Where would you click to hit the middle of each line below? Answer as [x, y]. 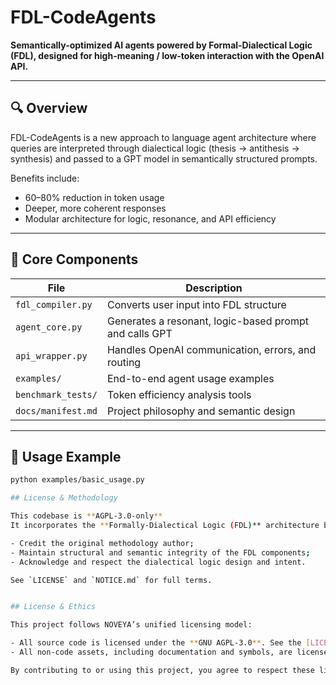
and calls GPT [139, 333]
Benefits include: [45, 178]
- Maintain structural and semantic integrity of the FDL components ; [160, 552]
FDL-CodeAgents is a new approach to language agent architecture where [163, 137]
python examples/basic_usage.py [77, 480]
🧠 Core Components [74, 259]
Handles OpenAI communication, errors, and [211, 349]
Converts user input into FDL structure [196, 304]
